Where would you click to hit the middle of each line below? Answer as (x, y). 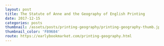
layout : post (18, 9)
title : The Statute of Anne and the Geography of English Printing (75, 14)
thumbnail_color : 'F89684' (32, 32)
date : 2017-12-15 (23, 18)
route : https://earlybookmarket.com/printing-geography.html (69, 36)
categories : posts (24, 23)
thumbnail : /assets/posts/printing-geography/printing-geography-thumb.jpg (84, 27)
